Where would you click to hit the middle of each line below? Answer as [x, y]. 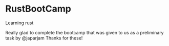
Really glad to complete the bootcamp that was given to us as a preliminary [84, 32]
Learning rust [19, 23]
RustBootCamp [38, 9]
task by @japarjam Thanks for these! [44, 38]
